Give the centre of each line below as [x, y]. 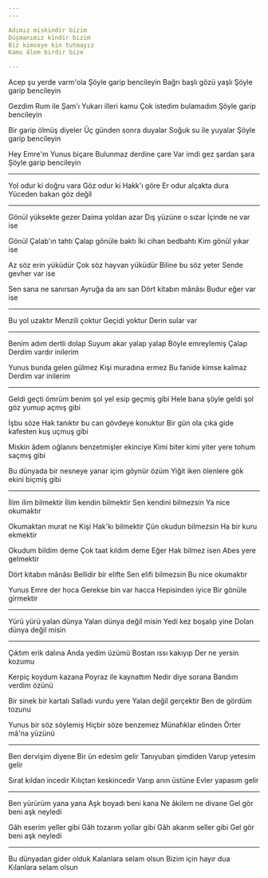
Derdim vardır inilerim [44, 352]
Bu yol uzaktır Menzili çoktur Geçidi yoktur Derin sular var [103, 321]
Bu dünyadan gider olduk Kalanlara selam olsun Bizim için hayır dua [119, 859]
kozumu [22, 661]
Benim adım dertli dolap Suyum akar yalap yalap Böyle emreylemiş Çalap [128, 344]
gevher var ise [32, 273]
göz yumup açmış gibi [45, 408]
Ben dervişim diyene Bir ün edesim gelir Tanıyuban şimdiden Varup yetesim [132, 756]
